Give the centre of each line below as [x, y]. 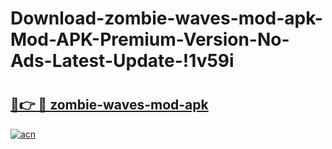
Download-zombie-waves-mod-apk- [166, 18]
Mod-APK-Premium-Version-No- [150, 39]
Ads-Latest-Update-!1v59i [122, 61]
